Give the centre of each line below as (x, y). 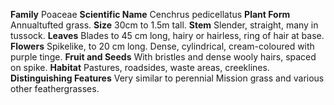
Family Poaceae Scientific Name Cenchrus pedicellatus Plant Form (150, 14)
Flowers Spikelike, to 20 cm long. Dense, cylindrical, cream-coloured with (162, 46)
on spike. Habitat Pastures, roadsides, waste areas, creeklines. (140, 67)
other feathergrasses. (55, 88)
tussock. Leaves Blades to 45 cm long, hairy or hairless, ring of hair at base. (167, 35)
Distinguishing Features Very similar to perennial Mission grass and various (167, 78)
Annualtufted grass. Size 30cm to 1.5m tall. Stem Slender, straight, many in (164, 25)
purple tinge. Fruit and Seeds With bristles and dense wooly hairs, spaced (163, 57)
